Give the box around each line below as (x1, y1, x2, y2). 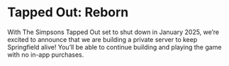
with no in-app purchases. (7, 50, 84, 59)
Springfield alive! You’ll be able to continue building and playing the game (7, 43, 222, 51)
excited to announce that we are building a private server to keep (7, 35, 198, 43)
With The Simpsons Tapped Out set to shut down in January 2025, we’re (7, 28, 220, 36)
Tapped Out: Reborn (7, 4, 129, 21)
